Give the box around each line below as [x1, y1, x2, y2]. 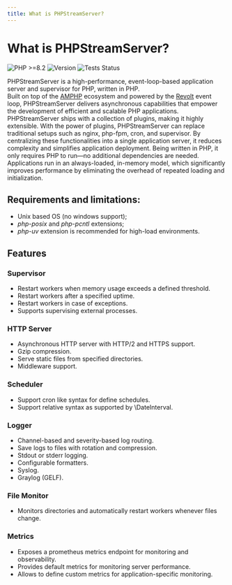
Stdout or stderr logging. [17, 451, 88, 459]
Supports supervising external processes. [17, 307, 138, 315]
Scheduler [7, 380, 43, 389]
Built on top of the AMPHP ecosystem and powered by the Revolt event [7, 92, 212, 100]
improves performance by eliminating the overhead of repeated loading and [7, 166, 225, 175]
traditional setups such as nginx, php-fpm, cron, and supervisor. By [7, 129, 201, 137]
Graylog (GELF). [17, 473, 64, 482]
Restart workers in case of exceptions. [17, 299, 128, 308]
